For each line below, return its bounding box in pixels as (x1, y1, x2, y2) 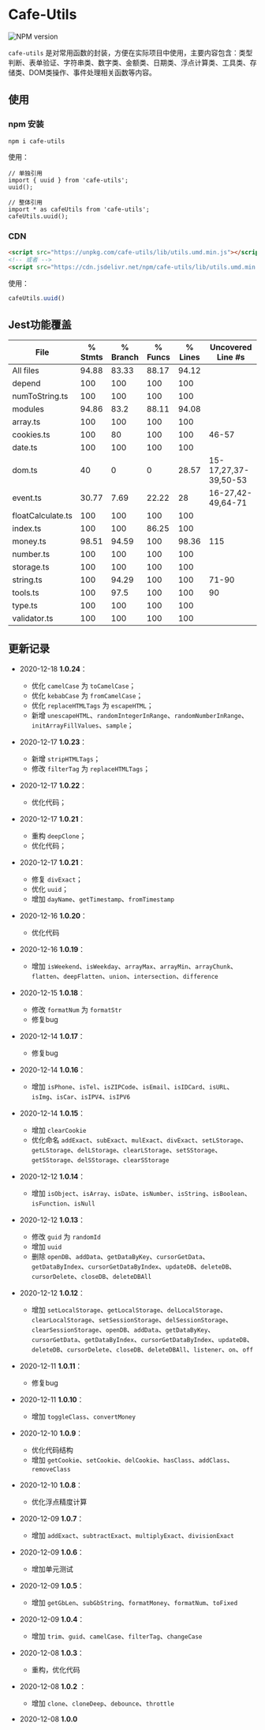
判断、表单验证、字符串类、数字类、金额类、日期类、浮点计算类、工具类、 (8, 58, 250, 67)
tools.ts (12, 587, 39, 598)
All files (12, 365, 39, 376)
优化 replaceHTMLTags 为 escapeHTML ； (31, 701, 154, 710)
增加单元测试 (31, 1564, 73, 1574)
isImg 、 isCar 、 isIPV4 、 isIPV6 (31, 1092, 131, 1101)
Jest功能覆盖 (8, 318, 73, 331)
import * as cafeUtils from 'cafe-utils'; (8, 205, 150, 213)
